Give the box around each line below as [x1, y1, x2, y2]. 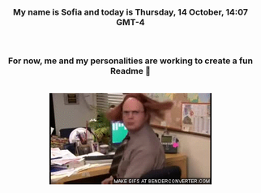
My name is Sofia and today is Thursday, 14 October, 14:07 [13, 6, 248, 18]
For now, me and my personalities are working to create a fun [7, 55, 254, 66]
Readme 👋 [110, 66, 151, 77]
